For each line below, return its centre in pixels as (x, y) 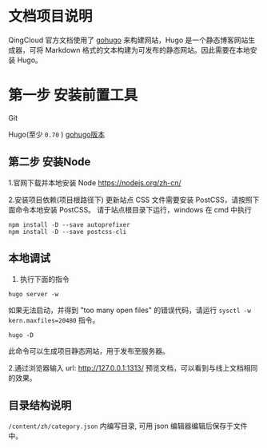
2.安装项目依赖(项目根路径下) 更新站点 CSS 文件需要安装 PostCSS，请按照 (131, 200)
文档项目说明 (51, 16)
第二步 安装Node (50, 162)
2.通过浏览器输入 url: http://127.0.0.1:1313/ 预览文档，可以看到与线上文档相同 (133, 367)
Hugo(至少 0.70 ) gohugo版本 (57, 134)
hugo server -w (34, 294)
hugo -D (21, 335)
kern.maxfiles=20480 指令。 (54, 319)
